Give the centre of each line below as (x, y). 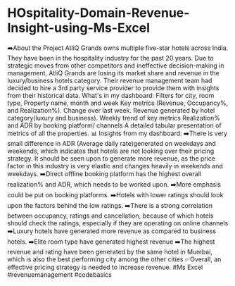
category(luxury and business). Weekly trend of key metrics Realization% (114, 118)
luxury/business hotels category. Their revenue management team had (110, 80)
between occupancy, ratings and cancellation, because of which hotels (110, 216)
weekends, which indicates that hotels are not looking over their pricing (111, 151)
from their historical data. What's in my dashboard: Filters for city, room (111, 95)
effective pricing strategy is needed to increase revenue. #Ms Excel (105, 267)
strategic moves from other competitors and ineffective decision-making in (116, 66)
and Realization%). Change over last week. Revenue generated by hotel (111, 110)
